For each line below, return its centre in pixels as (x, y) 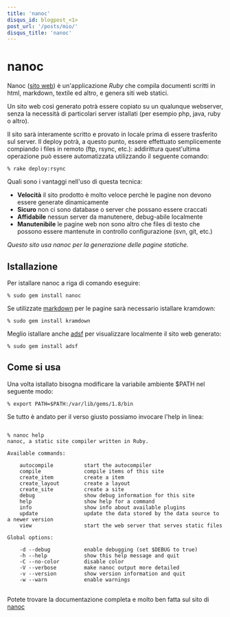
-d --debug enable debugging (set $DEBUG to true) (108, 550)
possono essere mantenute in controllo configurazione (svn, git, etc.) (115, 232)
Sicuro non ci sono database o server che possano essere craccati (112, 210)
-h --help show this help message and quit (100, 555)
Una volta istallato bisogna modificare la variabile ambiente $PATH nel (106, 384)
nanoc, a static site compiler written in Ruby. (78, 441)
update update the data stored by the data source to (119, 513)
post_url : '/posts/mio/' (43, 26)
